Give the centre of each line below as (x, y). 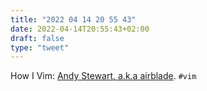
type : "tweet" (40, 47)
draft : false (37, 38)
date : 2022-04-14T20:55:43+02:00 (80, 29)
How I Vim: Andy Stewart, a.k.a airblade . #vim (103, 76)
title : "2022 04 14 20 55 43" (73, 19)
